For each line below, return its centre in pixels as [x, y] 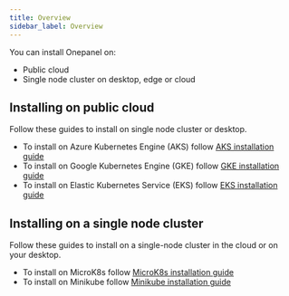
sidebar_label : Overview [56, 26]
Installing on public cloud [82, 107]
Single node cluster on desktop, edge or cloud [109, 79]
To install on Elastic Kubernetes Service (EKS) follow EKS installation [150, 186]
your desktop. [35, 255]
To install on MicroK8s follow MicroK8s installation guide [128, 272]
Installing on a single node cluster [106, 223]
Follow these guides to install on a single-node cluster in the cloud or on [144, 245]
